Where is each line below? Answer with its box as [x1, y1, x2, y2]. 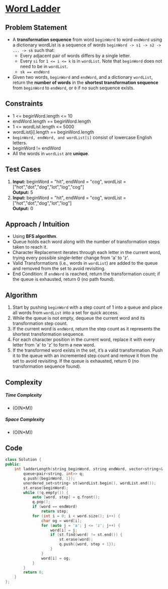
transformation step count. [12, 320, 68, 326]
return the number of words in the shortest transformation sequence [12, 79, 158, 85]
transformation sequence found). [12, 363, 81, 369]
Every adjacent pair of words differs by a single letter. [20, 53, 131, 59]
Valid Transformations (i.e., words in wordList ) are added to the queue [12, 260, 158, 266]
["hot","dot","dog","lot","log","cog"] [12, 184, 85, 190]
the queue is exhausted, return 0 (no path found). [12, 276, 115, 282]
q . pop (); [32, 500, 51, 505]
